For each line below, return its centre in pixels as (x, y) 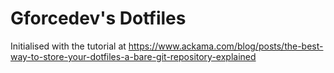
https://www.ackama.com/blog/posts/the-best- (226, 46)
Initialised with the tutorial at (68, 46)
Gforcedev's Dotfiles (98, 18)
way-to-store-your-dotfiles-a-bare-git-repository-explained (133, 56)
